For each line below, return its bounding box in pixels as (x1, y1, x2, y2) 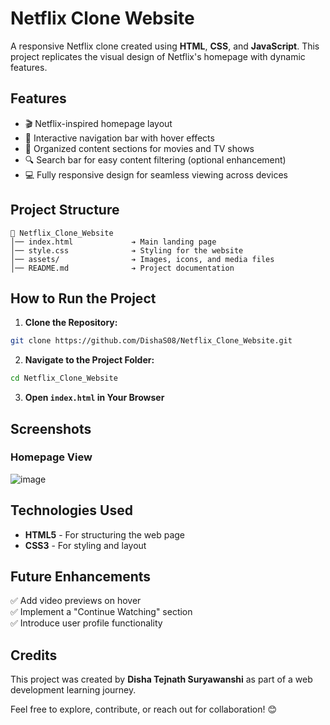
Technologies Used (10, 502, 133, 519)
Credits (10, 647, 58, 664)
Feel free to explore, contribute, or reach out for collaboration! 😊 (10, 703, 278, 716)
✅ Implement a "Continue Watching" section (10, 606, 193, 618)
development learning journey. (10, 684, 137, 696)
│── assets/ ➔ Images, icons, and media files (10, 254, 275, 264)
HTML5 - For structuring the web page (24, 528, 186, 541)
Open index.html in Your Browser (24, 392, 165, 404)
